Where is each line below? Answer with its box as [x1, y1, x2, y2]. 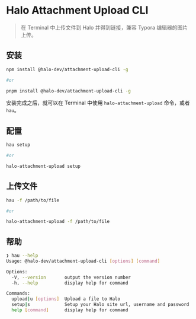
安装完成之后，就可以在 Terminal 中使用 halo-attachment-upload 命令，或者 [6, 99, 191, 107]
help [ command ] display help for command [11, 307, 128, 313]
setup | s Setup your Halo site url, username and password [11, 302, 189, 308]
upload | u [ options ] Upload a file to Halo [11, 296, 120, 302]
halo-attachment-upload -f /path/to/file [6, 219, 110, 225]
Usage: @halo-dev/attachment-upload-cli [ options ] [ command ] [6, 258, 160, 264]
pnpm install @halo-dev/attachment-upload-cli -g [6, 88, 131, 94]
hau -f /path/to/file [6, 197, 60, 203]
